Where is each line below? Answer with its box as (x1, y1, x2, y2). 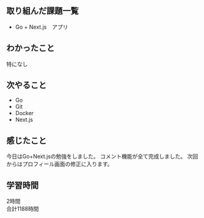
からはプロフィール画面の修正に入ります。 (6, 160, 113, 168)
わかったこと (6, 43, 55, 53)
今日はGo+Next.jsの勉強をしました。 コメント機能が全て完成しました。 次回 (6, 152, 199, 160)
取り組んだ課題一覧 (6, 6, 79, 17)
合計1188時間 (6, 205, 39, 212)
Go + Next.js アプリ (15, 23, 68, 31)
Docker (15, 110, 34, 117)
